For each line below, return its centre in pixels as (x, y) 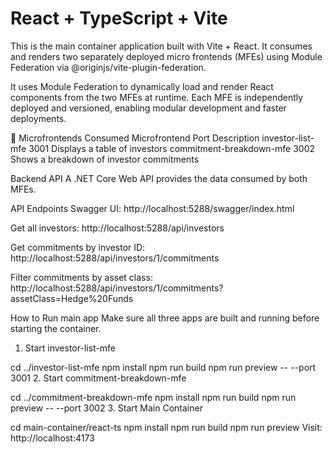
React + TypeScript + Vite (119, 18)
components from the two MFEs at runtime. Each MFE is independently (157, 97)
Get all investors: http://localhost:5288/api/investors (117, 228)
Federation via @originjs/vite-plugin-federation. (108, 67)
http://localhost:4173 (52, 438)
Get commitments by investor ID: (78, 247)
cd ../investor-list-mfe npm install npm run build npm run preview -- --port (163, 367)
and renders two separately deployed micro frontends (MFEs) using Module (166, 56)
